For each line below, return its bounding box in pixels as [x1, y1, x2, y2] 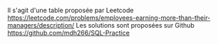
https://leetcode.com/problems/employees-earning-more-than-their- [7, 13, 211, 22]
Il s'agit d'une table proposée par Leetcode [7, 6, 134, 14]
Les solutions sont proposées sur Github [76, 21, 194, 29]
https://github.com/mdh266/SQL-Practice [7, 28, 130, 37]
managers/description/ [7, 21, 75, 29]
